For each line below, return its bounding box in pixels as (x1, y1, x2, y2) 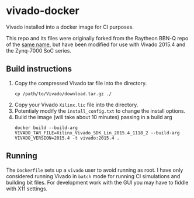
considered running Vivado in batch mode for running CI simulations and (6, 172, 181, 179)
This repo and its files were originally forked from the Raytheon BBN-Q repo (6, 34, 189, 41)
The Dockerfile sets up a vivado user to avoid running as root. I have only (6, 166, 183, 173)
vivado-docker (6, 4, 80, 18)
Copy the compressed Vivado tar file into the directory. (14, 79, 147, 86)
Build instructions (6, 64, 72, 74)
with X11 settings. (6, 185, 48, 192)
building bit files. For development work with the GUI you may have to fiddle (6, 179, 189, 186)
